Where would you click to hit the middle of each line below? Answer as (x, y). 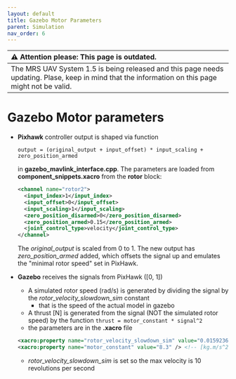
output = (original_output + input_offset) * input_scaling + (110, 150)
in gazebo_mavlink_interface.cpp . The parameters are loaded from (116, 169)
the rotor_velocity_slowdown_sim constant (88, 298)
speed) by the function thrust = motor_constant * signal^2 (115, 321)
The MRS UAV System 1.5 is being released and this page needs (117, 69)
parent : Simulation (36, 27)
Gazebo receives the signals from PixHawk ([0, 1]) (90, 277)
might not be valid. (41, 86)
